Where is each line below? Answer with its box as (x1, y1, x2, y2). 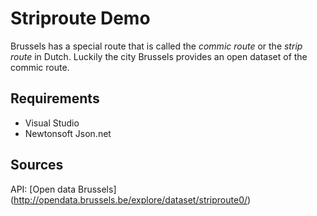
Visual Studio (24, 117, 80, 129)
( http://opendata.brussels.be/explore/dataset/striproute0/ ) (10, 193, 252, 206)
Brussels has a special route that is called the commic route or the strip (10, 40, 303, 52)
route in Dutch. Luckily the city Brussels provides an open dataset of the (10, 50, 308, 62)
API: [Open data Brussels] (10, 183, 117, 195)
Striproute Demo (10, 7, 151, 30)
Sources (10, 157, 64, 174)
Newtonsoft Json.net (24, 127, 112, 139)
